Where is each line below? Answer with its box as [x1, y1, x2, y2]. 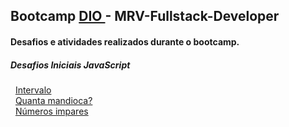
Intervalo [14, 84, 52, 96]
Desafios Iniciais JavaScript [10, 59, 131, 71]
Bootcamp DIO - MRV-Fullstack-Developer [10, 8, 280, 25]
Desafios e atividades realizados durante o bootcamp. [10, 35, 240, 48]
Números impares [14, 105, 89, 117]
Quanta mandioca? [14, 94, 93, 106]
